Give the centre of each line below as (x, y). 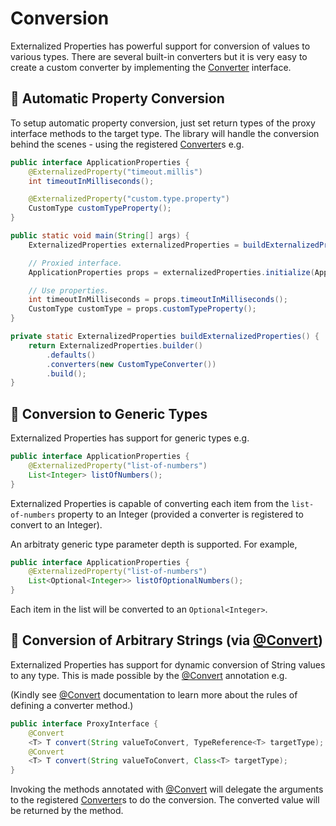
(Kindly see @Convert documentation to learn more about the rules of (154, 694)
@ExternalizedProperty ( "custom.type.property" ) (129, 199)
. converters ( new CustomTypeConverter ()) (131, 364)
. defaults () (71, 355)
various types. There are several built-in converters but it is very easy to (159, 56)
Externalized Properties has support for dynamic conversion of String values (168, 664)
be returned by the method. (67, 811)
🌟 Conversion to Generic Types (109, 413)
